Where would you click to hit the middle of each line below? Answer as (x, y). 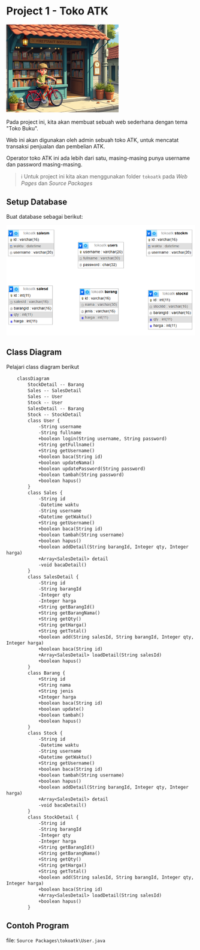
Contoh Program (38, 926)
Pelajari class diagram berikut (43, 367)
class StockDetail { (53, 817)
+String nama (54, 685)
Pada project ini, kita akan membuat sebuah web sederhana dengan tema (97, 122)
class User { (44, 421)
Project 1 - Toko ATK (57, 11)
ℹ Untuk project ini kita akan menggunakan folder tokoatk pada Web (104, 176)
